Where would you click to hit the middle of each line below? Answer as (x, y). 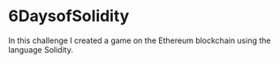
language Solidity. (41, 49)
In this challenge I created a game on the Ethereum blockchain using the (140, 40)
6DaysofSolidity (69, 16)
